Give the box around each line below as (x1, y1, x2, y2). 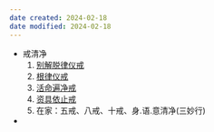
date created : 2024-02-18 (9, 13, 107, 23)
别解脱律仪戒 (35, 59, 84, 70)
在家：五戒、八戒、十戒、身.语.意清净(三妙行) (35, 105, 206, 116)
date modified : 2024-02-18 (9, 22, 112, 31)
